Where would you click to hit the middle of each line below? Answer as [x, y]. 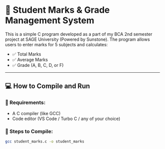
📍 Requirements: [25, 103]
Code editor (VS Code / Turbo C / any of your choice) [66, 119]
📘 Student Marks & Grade [57, 10]
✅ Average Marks [30, 60]
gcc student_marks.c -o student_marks [45, 141]
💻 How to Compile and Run [48, 86]
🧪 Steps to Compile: [29, 131]
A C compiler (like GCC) [36, 113]
